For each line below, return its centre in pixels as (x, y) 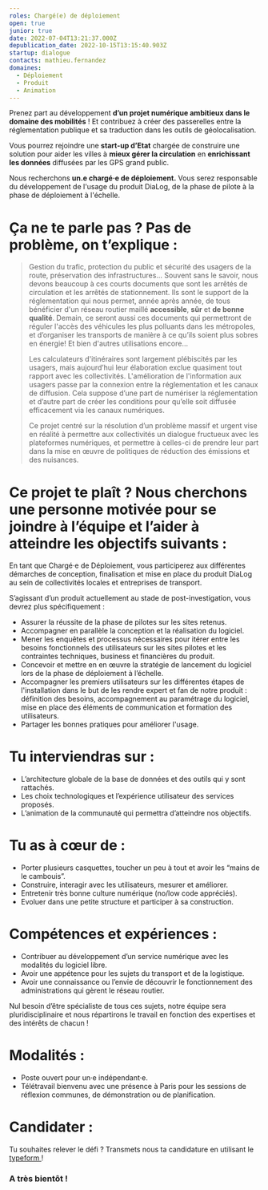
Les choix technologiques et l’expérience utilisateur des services (127, 796)
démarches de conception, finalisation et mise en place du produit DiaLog (131, 574)
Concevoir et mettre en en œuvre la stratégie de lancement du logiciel (136, 665)
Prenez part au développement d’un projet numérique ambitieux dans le (130, 113)
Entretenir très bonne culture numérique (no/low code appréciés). (129, 893)
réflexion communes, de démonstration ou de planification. (118, 1095)
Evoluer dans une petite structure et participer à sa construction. (127, 902)
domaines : (26, 68)
